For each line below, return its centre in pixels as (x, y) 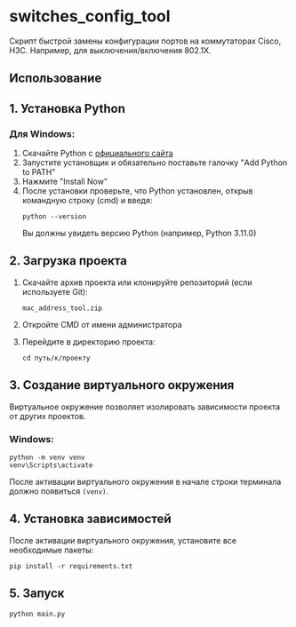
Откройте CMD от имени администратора (102, 324)
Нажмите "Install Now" (65, 182)
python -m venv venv (48, 457)
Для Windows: (42, 133)
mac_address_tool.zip (62, 308)
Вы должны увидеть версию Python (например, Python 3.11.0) (139, 234)
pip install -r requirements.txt (71, 566)
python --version (54, 217)
